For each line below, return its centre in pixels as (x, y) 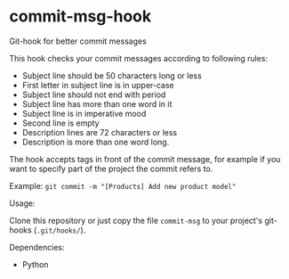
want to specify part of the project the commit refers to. (111, 168)
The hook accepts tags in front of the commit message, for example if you (145, 159)
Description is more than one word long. (96, 142)
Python (35, 264)
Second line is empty (60, 123)
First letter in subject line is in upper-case (98, 85)
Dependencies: (37, 247)
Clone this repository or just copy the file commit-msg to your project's (136, 220)
